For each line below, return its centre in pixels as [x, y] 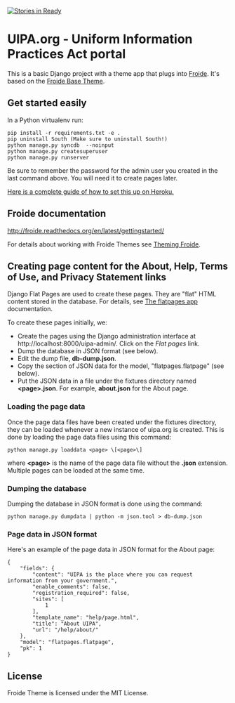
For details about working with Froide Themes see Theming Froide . [104, 244]
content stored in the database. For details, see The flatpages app [103, 301]
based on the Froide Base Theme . [56, 81]
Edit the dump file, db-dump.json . [67, 359]
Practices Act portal [67, 54]
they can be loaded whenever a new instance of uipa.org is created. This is [116, 429]
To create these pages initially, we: [57, 322]
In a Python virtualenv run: [45, 120]
